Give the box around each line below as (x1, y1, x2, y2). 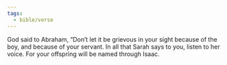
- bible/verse (13, 16, 53, 23)
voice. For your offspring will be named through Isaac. (7, 49, 160, 58)
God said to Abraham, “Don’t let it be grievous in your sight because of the (7, 35, 217, 43)
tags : (7, 10, 23, 17)
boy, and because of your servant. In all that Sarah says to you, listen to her (7, 42, 221, 51)
